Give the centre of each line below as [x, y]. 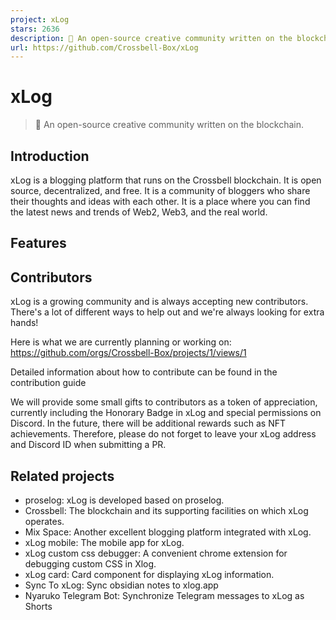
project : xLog [40, 19]
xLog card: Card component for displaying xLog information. [149, 575]
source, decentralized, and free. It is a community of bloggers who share [160, 190]
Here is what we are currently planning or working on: [121, 342]
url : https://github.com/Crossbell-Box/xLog [104, 47]
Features [38, 243]
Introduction [50, 156]
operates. [44, 522]
